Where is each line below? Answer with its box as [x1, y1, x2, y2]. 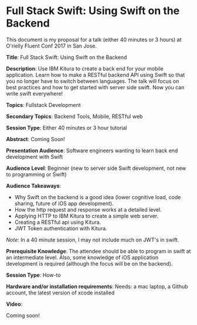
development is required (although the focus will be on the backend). [6, 260, 173, 267]
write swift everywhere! [6, 90, 63, 97]
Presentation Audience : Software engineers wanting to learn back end [6, 147, 178, 154]
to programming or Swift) [6, 170, 67, 177]
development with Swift [6, 153, 63, 160]
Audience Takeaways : [6, 182, 62, 189]
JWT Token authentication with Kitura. [14, 225, 107, 232]
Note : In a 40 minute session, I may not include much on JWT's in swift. [6, 236, 179, 243]
